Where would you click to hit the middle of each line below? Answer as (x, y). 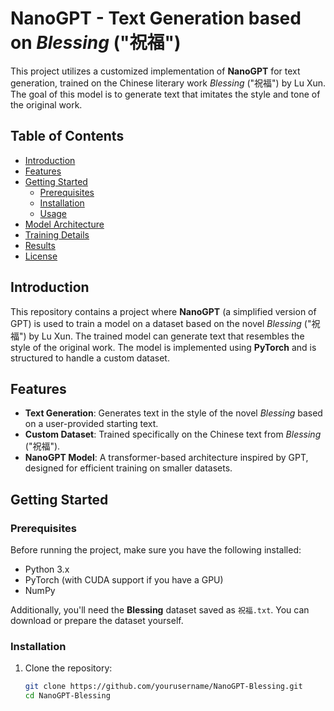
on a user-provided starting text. (91, 424)
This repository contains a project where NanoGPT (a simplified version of (163, 311)
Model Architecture (64, 224)
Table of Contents (67, 136)
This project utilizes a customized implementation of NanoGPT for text (155, 71)
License (41, 256)
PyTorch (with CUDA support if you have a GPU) (124, 580)
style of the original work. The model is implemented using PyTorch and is (163, 347)
